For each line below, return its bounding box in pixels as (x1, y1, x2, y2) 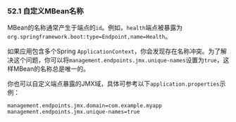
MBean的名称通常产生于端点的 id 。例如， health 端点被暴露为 (7, 23, 183, 32)
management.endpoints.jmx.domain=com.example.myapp (7, 102, 162, 109)
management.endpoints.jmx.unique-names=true (7, 109, 140, 116)
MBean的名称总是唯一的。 (13, 65, 90, 73)
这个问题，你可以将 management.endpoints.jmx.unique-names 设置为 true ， (13, 56, 223, 65)
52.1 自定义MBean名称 (7, 6, 84, 15)
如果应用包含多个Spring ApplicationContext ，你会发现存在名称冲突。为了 (7, 47, 221, 55)
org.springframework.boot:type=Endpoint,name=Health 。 (7, 32, 171, 41)
